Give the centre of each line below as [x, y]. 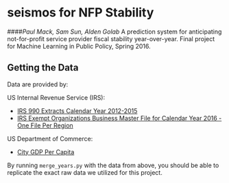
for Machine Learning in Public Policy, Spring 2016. [79, 46]
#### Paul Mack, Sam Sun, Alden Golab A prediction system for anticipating [114, 32]
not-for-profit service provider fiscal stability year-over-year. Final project [111, 38]
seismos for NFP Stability [81, 13]
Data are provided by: [38, 84]
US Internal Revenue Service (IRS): [56, 97]
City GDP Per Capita [46, 151]
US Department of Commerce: [50, 138]
